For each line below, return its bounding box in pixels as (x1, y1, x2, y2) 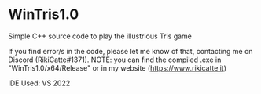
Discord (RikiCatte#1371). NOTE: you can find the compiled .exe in (8, 55, 222, 64)
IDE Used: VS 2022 (8, 78, 71, 88)
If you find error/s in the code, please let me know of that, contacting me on (8, 46, 253, 56)
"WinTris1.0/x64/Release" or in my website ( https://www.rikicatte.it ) (8, 63, 226, 72)
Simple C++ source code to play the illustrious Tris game (8, 31, 193, 41)
